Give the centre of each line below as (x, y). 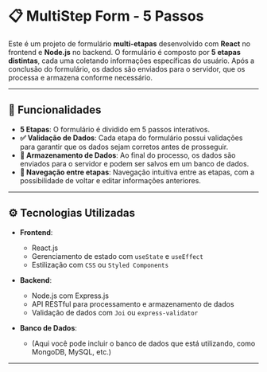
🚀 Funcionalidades (55, 110)
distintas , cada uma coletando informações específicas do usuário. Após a (132, 61)
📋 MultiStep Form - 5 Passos (106, 16)
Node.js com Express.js (70, 296)
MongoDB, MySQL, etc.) (72, 351)
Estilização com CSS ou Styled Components (100, 264)
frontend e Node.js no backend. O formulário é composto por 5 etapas (124, 52)
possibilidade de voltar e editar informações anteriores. (110, 180)
